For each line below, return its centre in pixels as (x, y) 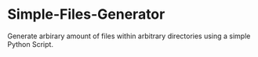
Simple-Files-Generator (86, 14)
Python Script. (31, 44)
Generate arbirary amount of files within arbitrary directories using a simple (129, 36)
